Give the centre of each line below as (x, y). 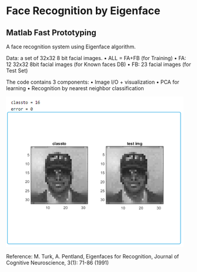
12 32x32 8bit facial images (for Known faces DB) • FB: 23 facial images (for (98, 64)
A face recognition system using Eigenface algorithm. (71, 47)
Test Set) (17, 71)
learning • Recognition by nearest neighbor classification (75, 88)
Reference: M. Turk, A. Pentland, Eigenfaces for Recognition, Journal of (93, 256)
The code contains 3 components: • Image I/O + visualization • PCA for (93, 82)
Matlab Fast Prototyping (51, 33)
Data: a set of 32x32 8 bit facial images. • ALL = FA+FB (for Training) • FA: (96, 58)
